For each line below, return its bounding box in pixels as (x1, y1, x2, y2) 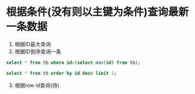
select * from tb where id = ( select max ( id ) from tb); (6, 59, 141, 65)
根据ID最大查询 (14, 41, 51, 48)
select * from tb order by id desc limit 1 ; (6, 70, 117, 76)
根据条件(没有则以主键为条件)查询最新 (6, 5, 189, 19)
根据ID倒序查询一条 (14, 48, 62, 55)
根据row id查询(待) (14, 82, 60, 89)
